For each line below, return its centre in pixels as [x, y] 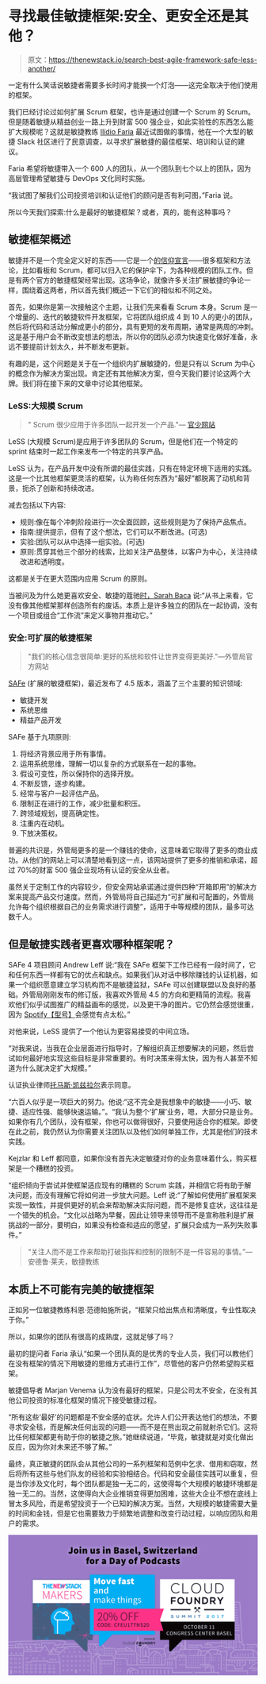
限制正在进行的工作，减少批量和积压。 [82, 804]
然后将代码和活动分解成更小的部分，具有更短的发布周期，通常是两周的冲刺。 [133, 326]
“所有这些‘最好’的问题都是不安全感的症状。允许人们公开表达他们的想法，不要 [133, 1417]
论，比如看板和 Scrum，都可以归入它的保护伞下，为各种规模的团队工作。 [127, 270]
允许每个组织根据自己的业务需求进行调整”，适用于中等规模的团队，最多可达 [131, 907]
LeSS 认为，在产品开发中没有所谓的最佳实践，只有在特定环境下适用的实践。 [132, 469]
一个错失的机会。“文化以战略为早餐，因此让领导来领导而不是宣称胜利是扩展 [131, 1215]
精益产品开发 [40, 720]
